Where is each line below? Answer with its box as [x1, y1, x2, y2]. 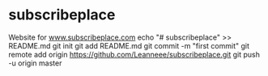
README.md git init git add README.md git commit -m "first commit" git [8, 40, 249, 50]
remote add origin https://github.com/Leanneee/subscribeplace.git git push [8, 49, 261, 59]
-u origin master [8, 58, 62, 68]
